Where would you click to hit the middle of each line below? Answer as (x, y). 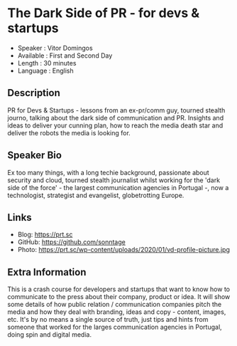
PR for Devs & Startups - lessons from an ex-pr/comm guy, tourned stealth (116, 110)
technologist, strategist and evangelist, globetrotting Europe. (96, 195)
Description (34, 93)
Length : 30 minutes (47, 63)
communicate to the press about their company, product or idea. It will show (119, 297)
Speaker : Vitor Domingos (55, 48)
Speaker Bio (35, 156)
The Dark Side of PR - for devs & (104, 13)
